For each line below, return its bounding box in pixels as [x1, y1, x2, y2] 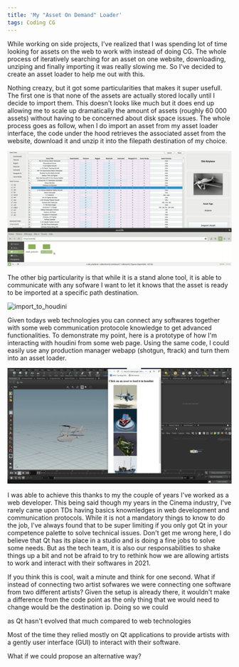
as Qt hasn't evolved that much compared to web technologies [7, 616, 191, 626]
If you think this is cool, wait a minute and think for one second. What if [7, 573, 216, 582]
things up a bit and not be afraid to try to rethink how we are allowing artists [7, 552, 229, 560]
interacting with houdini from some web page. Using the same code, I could [7, 339, 230, 347]
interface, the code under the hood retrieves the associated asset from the [7, 129, 226, 137]
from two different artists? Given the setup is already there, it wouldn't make [7, 588, 230, 597]
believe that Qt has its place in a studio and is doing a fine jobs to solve [7, 536, 216, 545]
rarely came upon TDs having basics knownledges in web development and [7, 506, 230, 515]
